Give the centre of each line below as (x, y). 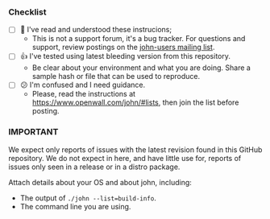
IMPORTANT (33, 132)
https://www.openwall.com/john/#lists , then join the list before (135, 102)
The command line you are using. (75, 206)
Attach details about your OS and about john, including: (100, 182)
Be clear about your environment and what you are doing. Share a (141, 68)
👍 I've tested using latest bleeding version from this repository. (125, 56)
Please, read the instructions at (83, 94)
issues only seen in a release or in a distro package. (94, 167)
